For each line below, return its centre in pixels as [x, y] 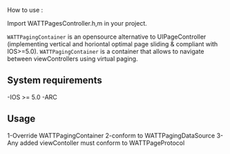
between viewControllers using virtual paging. [73, 59]
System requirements [55, 80]
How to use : [25, 10]
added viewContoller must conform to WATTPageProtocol [102, 143]
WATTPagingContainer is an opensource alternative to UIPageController [107, 37]
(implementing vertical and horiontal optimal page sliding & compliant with [113, 44]
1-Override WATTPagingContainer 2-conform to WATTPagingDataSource [111, 135]
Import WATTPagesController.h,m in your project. [77, 23]
